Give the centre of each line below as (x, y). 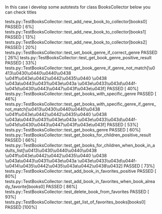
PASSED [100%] (21, 207)
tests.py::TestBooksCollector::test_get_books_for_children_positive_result (78, 135)
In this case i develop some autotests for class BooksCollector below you (78, 7)
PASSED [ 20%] (21, 47)
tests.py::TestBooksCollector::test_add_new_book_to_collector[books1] (76, 32)
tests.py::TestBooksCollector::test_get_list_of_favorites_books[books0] (75, 202)
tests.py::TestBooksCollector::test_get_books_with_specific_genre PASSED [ (81, 94)
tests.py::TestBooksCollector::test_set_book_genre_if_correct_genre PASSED (81, 52)
